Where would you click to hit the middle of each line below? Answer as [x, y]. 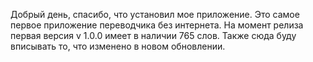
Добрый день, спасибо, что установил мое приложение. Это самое [155, 14]
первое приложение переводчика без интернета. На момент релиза [157, 25]
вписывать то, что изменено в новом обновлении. [118, 46]
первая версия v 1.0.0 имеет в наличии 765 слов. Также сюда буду [153, 35]
